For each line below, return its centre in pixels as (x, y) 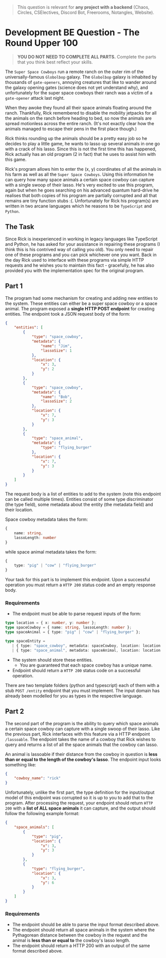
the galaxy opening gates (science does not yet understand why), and (77, 87)
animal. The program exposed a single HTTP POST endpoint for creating (80, 308)
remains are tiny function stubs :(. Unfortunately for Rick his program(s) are (82, 201)
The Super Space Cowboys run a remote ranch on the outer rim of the (74, 71)
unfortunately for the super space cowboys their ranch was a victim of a (79, 93)
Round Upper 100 (42, 43)
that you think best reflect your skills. (55, 62)
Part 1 (14, 286)
